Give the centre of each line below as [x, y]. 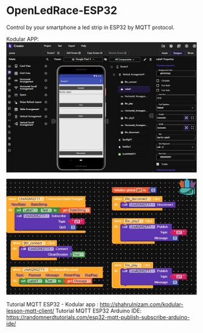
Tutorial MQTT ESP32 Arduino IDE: [98, 311]
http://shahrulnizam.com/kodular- [141, 304]
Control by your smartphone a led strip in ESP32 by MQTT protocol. [90, 27]
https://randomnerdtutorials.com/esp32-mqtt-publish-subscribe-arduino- [98, 317]
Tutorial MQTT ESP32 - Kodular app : [52, 304]
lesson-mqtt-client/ [30, 311]
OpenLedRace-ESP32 [62, 11]
